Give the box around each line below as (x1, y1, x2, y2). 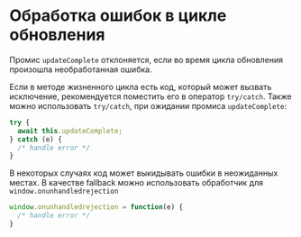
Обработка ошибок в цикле (9, 5, 227, 26)
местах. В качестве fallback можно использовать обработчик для (9, 178, 264, 188)
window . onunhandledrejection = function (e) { (9, 203, 183, 212)
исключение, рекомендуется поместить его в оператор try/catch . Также (9, 91, 293, 102)
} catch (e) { (9, 134, 63, 144)
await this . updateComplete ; (17, 126, 123, 135)
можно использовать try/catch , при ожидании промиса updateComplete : (9, 100, 287, 111)
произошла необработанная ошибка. (9, 64, 152, 75)
